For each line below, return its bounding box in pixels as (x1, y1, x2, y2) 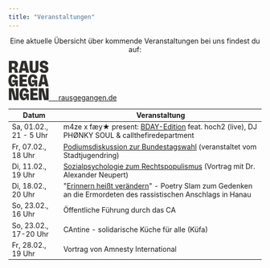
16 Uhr (11, 209, 35, 219)
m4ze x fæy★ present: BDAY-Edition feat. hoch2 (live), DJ (63, 122, 257, 132)
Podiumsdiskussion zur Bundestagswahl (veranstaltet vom (63, 141, 257, 152)
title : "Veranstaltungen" (8, 13, 95, 21)
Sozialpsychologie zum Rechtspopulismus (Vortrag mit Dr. (63, 161, 256, 171)
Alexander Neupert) (63, 169, 129, 180)
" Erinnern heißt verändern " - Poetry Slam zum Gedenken (63, 181, 253, 191)
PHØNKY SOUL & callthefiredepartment (63, 131, 194, 140)
